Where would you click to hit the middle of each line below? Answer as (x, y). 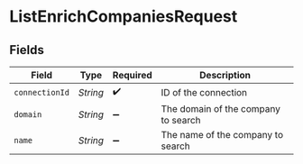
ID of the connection (204, 92)
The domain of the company (221, 109)
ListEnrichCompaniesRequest (124, 17)
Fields (27, 50)
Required (133, 75)
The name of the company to (222, 135)
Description (225, 75)
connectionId (42, 92)
